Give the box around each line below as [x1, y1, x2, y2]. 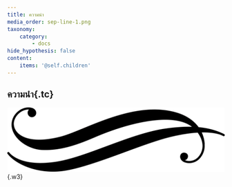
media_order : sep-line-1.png [7, 18, 91, 26]
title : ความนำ [7, 11, 44, 18]
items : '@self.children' [19, 62, 91, 69]
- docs [32, 40, 51, 48]
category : [19, 33, 48, 40]
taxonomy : [7, 26, 36, 32]
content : [7, 55, 32, 62]
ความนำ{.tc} [7, 88, 54, 100]
